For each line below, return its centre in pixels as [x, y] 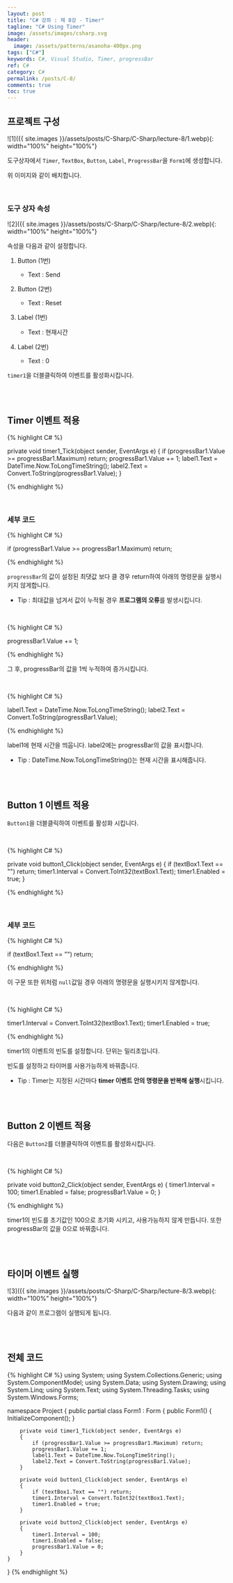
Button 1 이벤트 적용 [48, 805]
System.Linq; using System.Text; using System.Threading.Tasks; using [109, 1390]
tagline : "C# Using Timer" [46, 26]
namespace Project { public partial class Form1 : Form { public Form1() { [110, 1410]
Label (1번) [32, 317]
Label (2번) [33, 347]
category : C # [26, 72]
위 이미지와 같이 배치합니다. [45, 175]
